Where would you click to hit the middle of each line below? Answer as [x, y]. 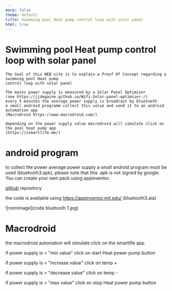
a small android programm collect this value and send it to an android [85, 106]
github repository [24, 188]
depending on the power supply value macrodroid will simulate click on [85, 124]
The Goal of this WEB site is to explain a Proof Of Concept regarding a [86, 74]
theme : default [22, 15]
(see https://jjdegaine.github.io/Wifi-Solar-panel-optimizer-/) [77, 97]
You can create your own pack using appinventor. [58, 178]
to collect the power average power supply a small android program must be [86, 167]
